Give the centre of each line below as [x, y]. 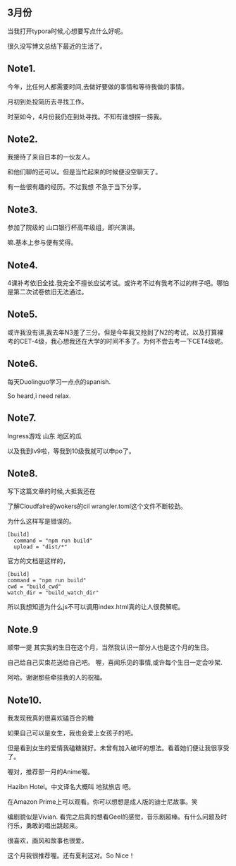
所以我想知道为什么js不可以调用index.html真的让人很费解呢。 [96, 607]
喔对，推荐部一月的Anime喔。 [50, 771]
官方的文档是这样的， [38, 561]
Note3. [23, 209]
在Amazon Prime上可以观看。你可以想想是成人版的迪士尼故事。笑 [103, 801]
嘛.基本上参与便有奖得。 [42, 243]
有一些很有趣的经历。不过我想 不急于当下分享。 [76, 187]
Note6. [23, 364]
